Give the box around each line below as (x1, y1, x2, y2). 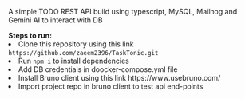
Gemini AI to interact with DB (8, 15, 103, 25)
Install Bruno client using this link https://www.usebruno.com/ (18, 73, 221, 82)
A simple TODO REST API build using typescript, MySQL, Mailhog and (8, 7, 238, 16)
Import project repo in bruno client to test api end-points (18, 81, 204, 91)
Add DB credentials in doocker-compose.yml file (18, 65, 178, 74)
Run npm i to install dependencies (18, 56, 129, 65)
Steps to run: (8, 31, 53, 40)
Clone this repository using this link (18, 39, 134, 49)
